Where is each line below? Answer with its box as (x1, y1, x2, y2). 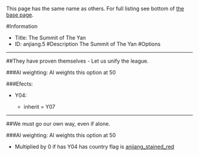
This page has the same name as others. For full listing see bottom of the (6, 5, 185, 12)
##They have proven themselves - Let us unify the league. (6, 57, 149, 64)
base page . (6, 11, 34, 18)
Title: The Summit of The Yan (14, 34, 86, 41)
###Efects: (6, 80, 33, 87)
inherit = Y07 (23, 103, 56, 110)
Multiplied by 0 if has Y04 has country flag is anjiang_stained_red (14, 143, 175, 150)
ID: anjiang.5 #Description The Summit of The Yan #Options (14, 41, 161, 47)
